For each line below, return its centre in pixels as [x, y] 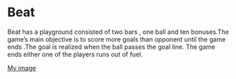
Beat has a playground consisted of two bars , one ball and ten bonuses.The [118, 32]
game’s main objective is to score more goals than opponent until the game [117, 39]
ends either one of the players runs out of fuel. [75, 54]
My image [22, 68]
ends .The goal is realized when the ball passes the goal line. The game [111, 47]
